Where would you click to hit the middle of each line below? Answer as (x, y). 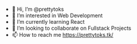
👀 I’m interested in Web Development (57, 15)
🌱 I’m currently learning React (48, 22)
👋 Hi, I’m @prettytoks (38, 9)
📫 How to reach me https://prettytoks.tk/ (63, 35)
